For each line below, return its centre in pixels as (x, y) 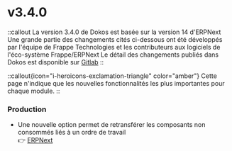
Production (27, 109)
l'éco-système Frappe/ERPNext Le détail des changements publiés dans (113, 55)
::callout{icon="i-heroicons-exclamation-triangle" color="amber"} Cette (112, 76)
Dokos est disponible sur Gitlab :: (56, 62)
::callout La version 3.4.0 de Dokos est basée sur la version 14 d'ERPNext (114, 32)
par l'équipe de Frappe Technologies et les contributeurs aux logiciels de (114, 47)
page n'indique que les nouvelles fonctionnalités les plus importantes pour (116, 83)
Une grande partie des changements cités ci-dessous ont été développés (115, 39)
